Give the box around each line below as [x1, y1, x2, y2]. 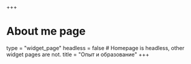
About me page [6, 25, 86, 38]
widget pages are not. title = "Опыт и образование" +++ [6, 51, 150, 58]
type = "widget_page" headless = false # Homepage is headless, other [6, 44, 185, 51]
